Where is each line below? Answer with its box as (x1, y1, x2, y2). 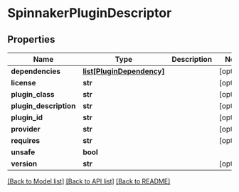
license (11, 78, 37, 87)
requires (11, 136, 41, 145)
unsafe (11, 147, 36, 157)
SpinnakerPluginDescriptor (7, 5, 172, 21)
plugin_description (11, 101, 76, 111)
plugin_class (11, 90, 55, 99)
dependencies (11, 66, 61, 76)
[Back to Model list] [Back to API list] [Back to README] (7, 177, 171, 186)
